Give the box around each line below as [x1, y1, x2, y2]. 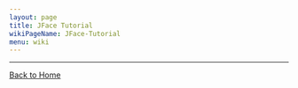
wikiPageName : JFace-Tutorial [9, 29, 122, 38]
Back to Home [9, 70, 61, 80]
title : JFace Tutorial [9, 21, 93, 30]
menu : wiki [9, 37, 50, 47]
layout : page [9, 12, 58, 22]
